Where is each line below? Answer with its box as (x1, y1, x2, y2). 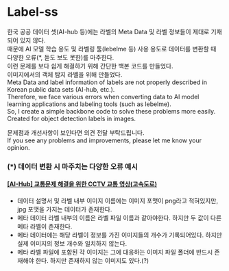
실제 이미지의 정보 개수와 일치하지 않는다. (16, 240, 128, 248)
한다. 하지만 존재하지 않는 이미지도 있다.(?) (35, 257, 149, 265)
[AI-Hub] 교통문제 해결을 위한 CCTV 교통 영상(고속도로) (7, 180, 158, 188)
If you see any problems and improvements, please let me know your (7, 136, 202, 144)
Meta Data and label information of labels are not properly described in (7, 78, 208, 86)
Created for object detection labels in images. (7, 114, 136, 122)
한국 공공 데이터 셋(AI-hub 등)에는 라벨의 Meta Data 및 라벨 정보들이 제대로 (7, 27, 210, 36)
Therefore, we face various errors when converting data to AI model (7, 92, 200, 101)
